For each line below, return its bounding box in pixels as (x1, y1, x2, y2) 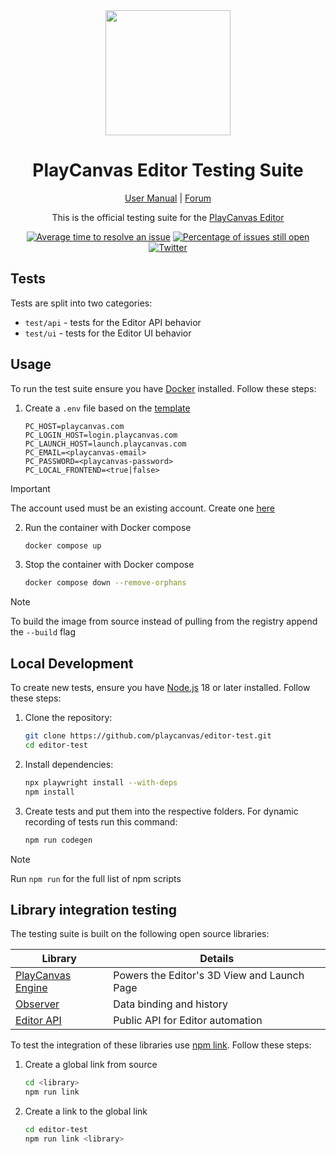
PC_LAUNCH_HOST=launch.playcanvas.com (24, 439, 187, 449)
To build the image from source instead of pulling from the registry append (10, 615, 318, 628)
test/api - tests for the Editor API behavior (24, 316, 202, 328)
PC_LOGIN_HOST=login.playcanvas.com (24, 430, 178, 440)
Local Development (10, 655, 134, 672)
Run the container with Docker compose (24, 521, 192, 533)
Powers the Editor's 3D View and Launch (113, 969, 305, 983)
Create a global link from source (24, 1059, 158, 1071)
